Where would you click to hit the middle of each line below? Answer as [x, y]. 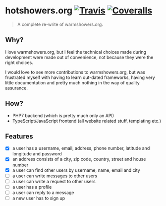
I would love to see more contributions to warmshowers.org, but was [75, 72]
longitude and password [37, 154]
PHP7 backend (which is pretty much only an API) [63, 115]
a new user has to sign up [39, 198]
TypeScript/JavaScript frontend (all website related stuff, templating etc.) [87, 121]
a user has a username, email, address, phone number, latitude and [81, 148]
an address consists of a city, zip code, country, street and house [79, 159]
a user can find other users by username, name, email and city [76, 170]
